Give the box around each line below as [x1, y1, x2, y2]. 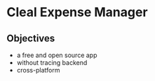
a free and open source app [16, 51, 97, 59]
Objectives [6, 32, 55, 44]
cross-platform [16, 66, 60, 74]
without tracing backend [16, 58, 88, 67]
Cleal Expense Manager [6, 4, 148, 20]
